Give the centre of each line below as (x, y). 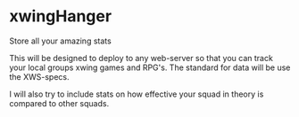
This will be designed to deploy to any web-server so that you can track (141, 58)
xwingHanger (61, 16)
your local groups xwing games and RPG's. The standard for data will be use (150, 67)
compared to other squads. (59, 103)
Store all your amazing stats (60, 41)
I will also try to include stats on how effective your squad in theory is (137, 94)
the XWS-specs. (39, 76)
